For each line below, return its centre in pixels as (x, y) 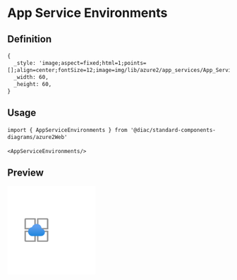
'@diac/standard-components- (173, 130)
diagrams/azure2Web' (38, 137)
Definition (29, 39)
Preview (26, 173)
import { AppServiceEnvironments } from (68, 130)
